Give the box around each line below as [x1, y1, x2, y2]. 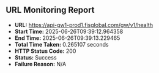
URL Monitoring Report [6, 5, 95, 15]
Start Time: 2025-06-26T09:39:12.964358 [14, 28, 124, 35]
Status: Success [14, 53, 57, 61]
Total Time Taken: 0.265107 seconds [14, 40, 109, 48]
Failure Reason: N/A [14, 60, 67, 67]
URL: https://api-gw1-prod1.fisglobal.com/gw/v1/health [14, 21, 153, 28]
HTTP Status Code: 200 [14, 47, 76, 55]
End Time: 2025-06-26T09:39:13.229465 [14, 34, 120, 42]
